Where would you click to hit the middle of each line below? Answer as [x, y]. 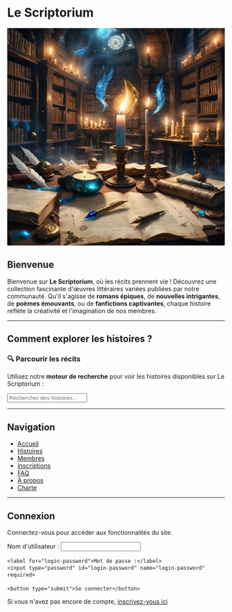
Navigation [31, 427]
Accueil [28, 444]
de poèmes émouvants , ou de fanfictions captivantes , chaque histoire [109, 303]
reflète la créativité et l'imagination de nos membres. [82, 310]
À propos [30, 480]
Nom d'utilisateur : [33, 546]
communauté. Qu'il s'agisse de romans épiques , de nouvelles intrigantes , [114, 296]
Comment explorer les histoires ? [80, 339]
